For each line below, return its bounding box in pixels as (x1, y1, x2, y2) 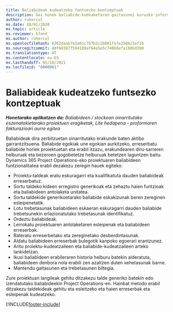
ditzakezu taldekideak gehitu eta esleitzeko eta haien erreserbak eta (6, 286, 150, 292)
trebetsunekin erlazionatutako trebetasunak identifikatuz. (13, 211, 134, 217)
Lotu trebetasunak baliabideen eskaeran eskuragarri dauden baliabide (13, 205, 162, 212)
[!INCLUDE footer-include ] (6, 301, 61, 307)
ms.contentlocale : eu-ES (6, 55, 59, 60)
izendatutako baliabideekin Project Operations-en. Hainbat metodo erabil (6, 280, 160, 287)
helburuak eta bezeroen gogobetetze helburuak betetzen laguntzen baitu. (6, 152, 162, 158)
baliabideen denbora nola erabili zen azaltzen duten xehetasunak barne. (13, 260, 166, 266)
